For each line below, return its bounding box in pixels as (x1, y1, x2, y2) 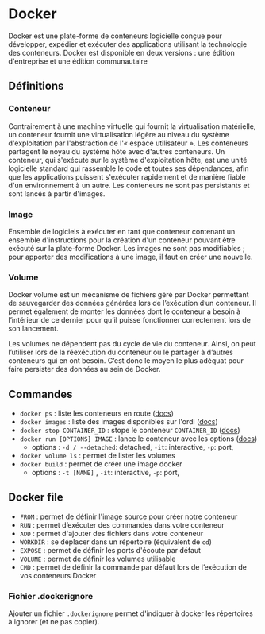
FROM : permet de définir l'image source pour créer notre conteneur (19, 512, 238, 521)
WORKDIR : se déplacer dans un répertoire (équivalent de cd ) (19, 537, 213, 547)
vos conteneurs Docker (19, 570, 97, 580)
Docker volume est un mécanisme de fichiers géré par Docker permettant (8, 290, 249, 300)
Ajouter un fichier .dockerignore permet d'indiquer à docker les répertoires (8, 609, 254, 618)
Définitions (8, 79, 64, 93)
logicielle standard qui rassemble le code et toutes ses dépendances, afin (8, 164, 249, 173)
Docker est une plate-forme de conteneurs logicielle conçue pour (8, 31, 222, 41)
